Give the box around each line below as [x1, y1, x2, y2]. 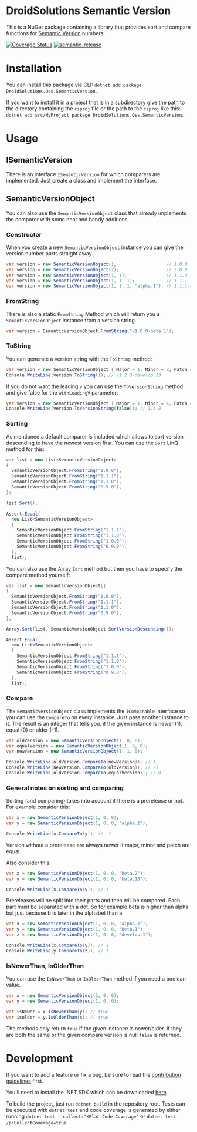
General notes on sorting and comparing [6, 784, 124, 792]
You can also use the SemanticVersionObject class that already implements [6, 210, 186, 217]
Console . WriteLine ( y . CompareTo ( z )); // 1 [6, 948, 109, 954]
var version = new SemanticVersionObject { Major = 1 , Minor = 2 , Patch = [6, 366, 193, 372]
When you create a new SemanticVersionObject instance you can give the [6, 244, 184, 251]
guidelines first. [6, 1077, 44, 1084]
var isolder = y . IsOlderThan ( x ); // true [6, 1014, 109, 1020]
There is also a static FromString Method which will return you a [6, 310, 160, 318]
